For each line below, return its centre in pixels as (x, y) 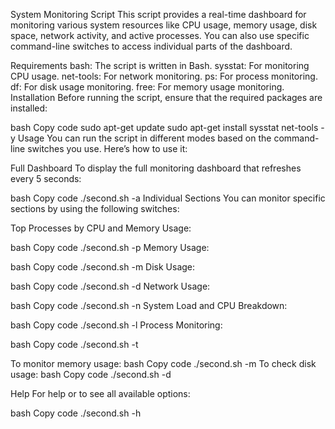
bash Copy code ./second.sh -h (76, 413)
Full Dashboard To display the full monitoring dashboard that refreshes (156, 168)
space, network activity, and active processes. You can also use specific (160, 35)
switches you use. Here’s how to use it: (107, 148)
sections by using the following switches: (95, 208)
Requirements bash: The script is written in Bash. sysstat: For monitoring (160, 65)
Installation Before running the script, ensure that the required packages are (166, 97)
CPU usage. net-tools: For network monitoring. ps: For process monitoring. (164, 76)
